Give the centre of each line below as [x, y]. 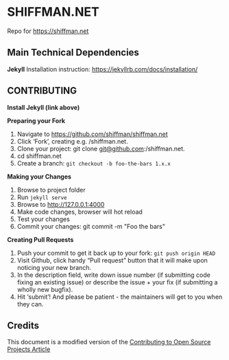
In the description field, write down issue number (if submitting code [113, 275]
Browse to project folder [51, 190]
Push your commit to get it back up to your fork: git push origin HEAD [116, 253]
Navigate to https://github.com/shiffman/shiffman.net [92, 134]
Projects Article [29, 349]
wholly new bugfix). [45, 289]
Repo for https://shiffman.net [48, 31]
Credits [23, 325]
